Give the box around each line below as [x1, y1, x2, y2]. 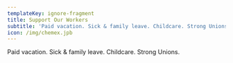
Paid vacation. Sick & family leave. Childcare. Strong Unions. [7, 48, 180, 56]
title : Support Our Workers [7, 16, 89, 23]
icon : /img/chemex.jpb [7, 29, 73, 36]
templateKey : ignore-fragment [7, 10, 95, 17]
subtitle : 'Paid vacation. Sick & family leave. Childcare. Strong [7, 23, 207, 29]
